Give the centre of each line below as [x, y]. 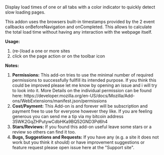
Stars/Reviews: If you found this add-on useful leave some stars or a [82, 127]
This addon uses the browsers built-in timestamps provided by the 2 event [80, 22]
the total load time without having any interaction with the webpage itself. [79, 32]
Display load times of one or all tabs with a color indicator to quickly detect [80, 7]
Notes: [12, 66]
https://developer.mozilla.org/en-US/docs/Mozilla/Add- [79, 96]
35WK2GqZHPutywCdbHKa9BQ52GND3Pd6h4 [60, 122]
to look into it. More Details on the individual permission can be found [82, 90]
